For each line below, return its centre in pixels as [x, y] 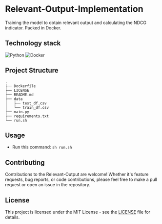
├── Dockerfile [20, 86]
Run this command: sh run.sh [42, 147]
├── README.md [20, 95]
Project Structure [32, 70]
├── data [14, 99]
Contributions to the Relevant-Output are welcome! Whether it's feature [77, 174]
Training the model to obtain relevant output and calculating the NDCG [76, 23]
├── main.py [17, 112]
